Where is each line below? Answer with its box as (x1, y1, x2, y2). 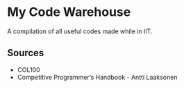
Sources (7, 47, 44, 59)
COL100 (17, 65, 40, 73)
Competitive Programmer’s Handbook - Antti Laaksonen (17, 73, 178, 81)
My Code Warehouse (7, 4, 131, 20)
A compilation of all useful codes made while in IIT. (7, 27, 153, 35)
